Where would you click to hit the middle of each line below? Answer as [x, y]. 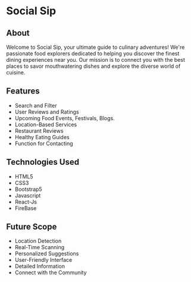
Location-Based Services [46, 124]
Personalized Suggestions [47, 253]
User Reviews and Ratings [47, 112]
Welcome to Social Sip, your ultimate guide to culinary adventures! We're [95, 47]
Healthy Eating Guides [42, 137]
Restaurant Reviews [39, 131]
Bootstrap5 [29, 189]
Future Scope [32, 227]
